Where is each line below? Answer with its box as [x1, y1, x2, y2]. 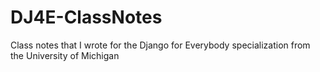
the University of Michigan [10, 49, 120, 61]
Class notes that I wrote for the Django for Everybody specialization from [10, 39, 311, 51]
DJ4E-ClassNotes [10, 6, 163, 29]
